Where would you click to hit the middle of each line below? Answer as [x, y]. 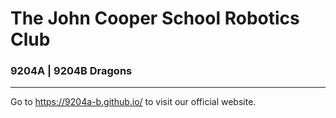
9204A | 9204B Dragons [71, 71]
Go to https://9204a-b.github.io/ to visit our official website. [133, 102]
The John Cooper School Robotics [155, 18]
